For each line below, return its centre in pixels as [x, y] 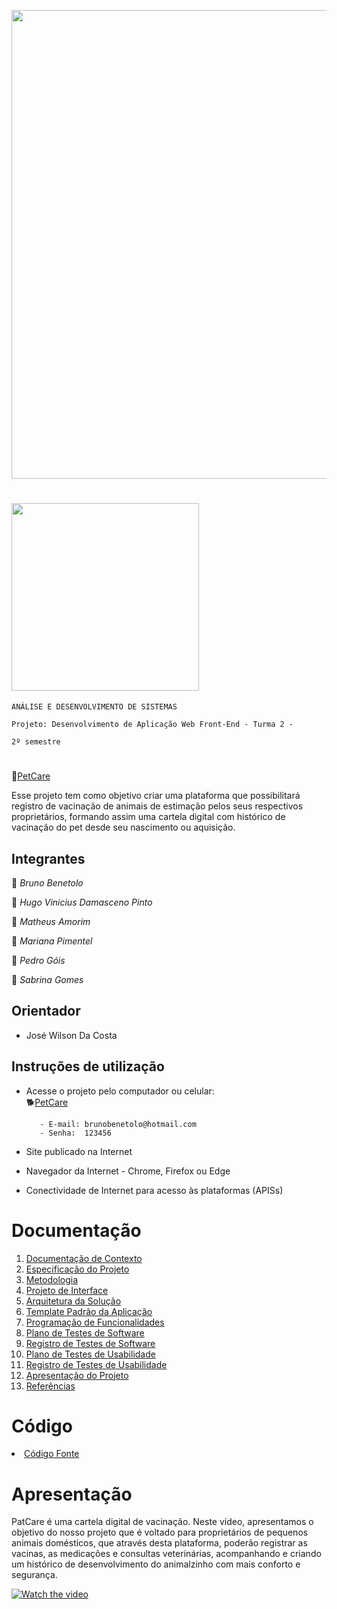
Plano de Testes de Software [85, 1332]
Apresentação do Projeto [77, 1375]
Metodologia [52, 1279]
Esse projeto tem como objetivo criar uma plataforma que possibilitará [156, 796]
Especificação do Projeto [77, 1269]
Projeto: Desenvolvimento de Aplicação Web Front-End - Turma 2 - [152, 724]
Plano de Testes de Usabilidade [90, 1354]
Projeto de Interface [67, 1290]
